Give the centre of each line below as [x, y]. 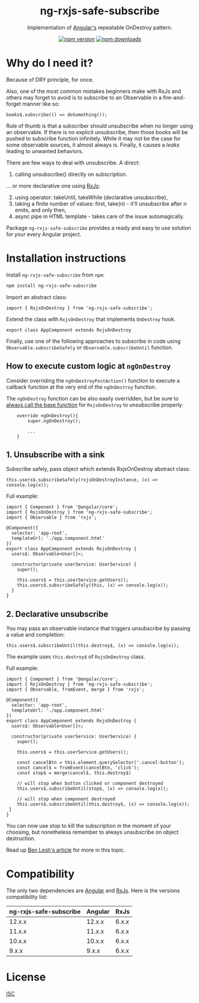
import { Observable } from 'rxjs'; [51, 518]
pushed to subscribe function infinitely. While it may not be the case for [94, 138]
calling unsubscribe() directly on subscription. [71, 174]
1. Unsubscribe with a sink [56, 454]
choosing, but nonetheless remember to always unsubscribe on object [92, 832]
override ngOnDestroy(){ [48, 415]
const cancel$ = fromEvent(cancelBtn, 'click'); [78, 768]
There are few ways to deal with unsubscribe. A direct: [73, 163]
